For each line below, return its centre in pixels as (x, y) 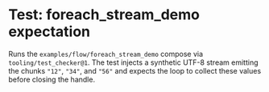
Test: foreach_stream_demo (104, 15)
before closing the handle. (52, 79)
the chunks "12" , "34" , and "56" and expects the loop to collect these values (135, 70)
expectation (50, 32)
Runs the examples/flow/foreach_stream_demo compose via (106, 54)
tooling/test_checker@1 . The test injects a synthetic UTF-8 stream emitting (133, 62)
